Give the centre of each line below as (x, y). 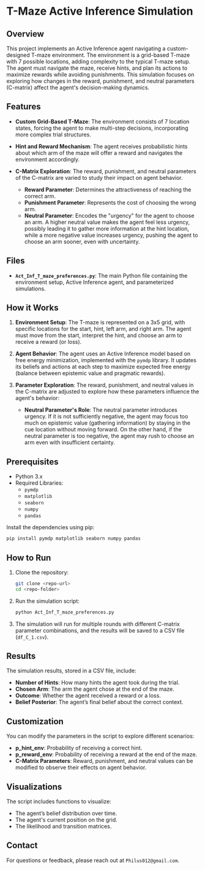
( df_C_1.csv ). (32, 637)
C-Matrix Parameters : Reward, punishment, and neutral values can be (104, 761)
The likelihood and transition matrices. (63, 826)
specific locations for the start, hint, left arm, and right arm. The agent (103, 329)
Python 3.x (29, 477)
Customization (35, 721)
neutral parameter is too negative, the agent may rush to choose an (109, 436)
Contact (22, 846)
